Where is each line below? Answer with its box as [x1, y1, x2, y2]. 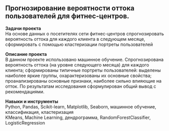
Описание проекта [5, 51, 47, 57]
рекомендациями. [5, 88, 45, 95]
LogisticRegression [5, 119, 46, 125]
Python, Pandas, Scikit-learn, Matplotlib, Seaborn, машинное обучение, [5, 103, 156, 110]
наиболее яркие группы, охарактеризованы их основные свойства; [5, 73, 152, 79]
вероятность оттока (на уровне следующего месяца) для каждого [5, 61, 149, 68]
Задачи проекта [5, 25, 41, 31]
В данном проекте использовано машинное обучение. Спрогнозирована [5, 56, 164, 62]
